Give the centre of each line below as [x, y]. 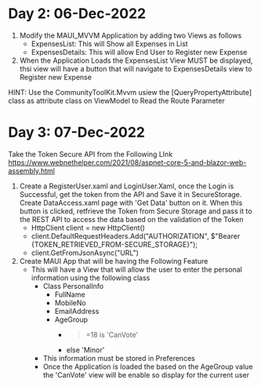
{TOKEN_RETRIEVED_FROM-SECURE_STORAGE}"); [114, 244]
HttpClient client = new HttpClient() [88, 228]
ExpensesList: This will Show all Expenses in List [109, 43]
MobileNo [70, 302]
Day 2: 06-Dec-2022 [77, 14]
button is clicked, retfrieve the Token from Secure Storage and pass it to [136, 211]
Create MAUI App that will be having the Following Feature [114, 261]
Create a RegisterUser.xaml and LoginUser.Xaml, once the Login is [127, 186]
